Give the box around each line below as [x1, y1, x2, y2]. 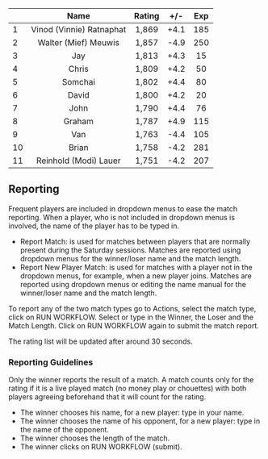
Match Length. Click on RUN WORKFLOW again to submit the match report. [8, 320, 260, 330]
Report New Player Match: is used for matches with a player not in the [19, 262, 253, 272]
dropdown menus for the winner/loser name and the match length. [19, 253, 241, 263]
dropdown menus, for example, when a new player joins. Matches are [19, 270, 252, 281]
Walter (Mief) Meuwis [37, 37, 119, 48]
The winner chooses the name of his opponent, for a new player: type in [19, 416, 261, 426]
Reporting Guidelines [8, 357, 94, 368]
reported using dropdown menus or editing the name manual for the [19, 279, 246, 289]
